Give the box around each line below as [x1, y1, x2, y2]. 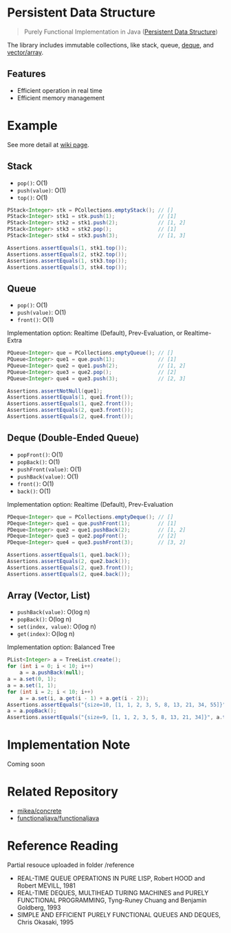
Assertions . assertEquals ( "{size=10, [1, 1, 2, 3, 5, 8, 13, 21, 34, [7, 701, 208, 708]
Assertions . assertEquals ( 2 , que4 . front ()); [7, 413, 134, 420]
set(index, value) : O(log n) [16, 622, 96, 630]
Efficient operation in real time [16, 86, 103, 94]
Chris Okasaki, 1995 [16, 918, 74, 926]
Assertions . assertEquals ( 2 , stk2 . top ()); [7, 251, 128, 258]
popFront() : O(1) [16, 450, 63, 459]
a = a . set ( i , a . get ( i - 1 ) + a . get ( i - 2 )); [19, 694, 149, 702]
